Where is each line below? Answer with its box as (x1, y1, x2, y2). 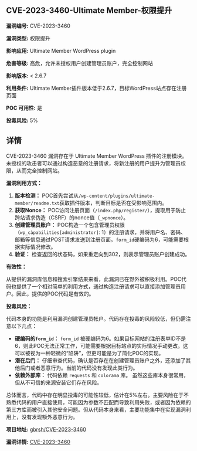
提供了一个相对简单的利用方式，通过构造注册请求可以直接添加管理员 (16, 283, 181, 290)
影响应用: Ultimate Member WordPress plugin (6, 47, 116, 54)
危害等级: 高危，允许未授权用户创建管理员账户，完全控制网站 (6, 59, 154, 66)
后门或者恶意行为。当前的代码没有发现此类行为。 (19, 364, 138, 371)
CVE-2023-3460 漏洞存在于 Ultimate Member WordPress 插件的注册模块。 (6, 152, 188, 160)
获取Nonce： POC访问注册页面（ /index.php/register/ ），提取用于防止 (14, 206, 186, 213)
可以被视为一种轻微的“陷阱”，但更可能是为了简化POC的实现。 (14, 350, 164, 357)
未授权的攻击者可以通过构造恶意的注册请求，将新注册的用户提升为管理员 (6, 160, 181, 167)
